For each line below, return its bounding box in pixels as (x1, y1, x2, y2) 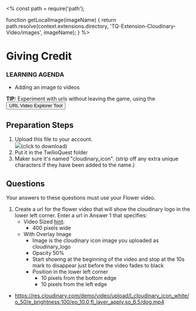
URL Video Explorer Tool (9, 102, 63, 109)
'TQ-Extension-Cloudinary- (109, 23, 177, 29)
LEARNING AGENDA (6, 71, 65, 79)
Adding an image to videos (14, 84, 80, 91)
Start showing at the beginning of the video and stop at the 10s (32, 256, 185, 263)
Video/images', (6, 29, 42, 36)
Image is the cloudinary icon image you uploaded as (32, 237, 159, 244)
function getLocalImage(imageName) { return (6, 16, 117, 23)
